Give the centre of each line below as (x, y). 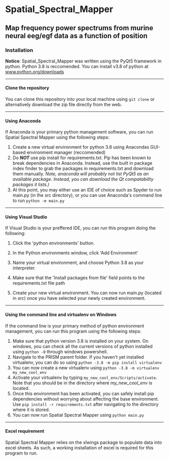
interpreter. (24, 268)
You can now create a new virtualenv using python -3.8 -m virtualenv (86, 368)
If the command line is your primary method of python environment (75, 325)
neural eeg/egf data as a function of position (76, 36)
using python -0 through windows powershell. (60, 352)
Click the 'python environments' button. (53, 243)
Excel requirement (25, 431)
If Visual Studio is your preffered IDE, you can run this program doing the (80, 228)
